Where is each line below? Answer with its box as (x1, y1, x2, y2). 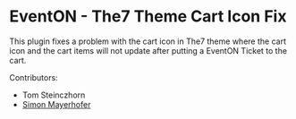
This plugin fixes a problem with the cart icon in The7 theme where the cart (9, 36, 286, 47)
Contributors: (9, 72, 58, 82)
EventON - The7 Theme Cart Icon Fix (9, 6, 287, 27)
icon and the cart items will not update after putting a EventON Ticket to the (9, 45, 288, 55)
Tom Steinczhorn (21, 89, 86, 100)
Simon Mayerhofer (21, 98, 91, 109)
